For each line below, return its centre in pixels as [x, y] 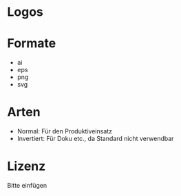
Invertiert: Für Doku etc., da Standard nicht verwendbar [95, 139]
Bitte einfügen [27, 185]
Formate [32, 44]
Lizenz [26, 166]
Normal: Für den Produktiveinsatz [64, 131]
